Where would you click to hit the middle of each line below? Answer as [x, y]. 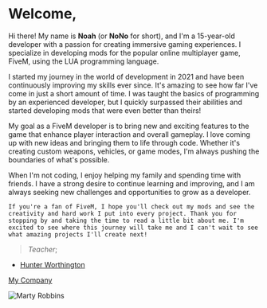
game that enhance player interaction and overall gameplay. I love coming [130, 134]
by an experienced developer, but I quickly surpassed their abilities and [126, 102]
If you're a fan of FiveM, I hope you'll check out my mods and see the [132, 207]
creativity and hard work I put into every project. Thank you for [123, 213]
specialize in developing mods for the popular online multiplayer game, [124, 53]
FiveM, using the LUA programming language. [84, 61]
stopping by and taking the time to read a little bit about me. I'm [126, 220]
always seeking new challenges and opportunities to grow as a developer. [130, 192]
